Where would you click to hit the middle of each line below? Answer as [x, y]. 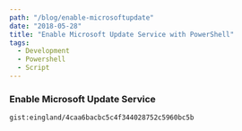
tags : [19, 43]
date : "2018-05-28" [46, 26]
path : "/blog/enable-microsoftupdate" [82, 17]
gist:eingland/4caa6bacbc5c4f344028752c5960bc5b [102, 118]
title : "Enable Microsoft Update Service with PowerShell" [122, 34]
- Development [43, 51]
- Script [34, 68]
